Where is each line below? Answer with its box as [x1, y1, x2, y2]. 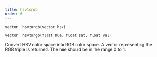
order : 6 [5, 11, 23, 16]
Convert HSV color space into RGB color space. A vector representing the [5, 41, 153, 47]
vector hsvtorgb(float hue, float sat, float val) [5, 33, 111, 38]
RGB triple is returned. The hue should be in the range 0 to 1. [5, 46, 126, 52]
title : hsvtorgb [5, 7, 38, 12]
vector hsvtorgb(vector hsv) [5, 24, 66, 29]
